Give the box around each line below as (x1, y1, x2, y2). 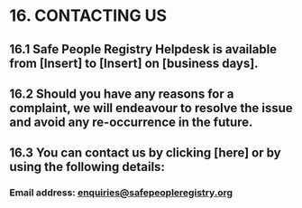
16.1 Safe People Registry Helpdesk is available (9, 42, 278, 57)
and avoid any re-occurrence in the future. (9, 114, 253, 129)
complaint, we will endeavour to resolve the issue (9, 100, 293, 116)
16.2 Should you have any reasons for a (9, 86, 234, 101)
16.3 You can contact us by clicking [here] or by (9, 146, 281, 161)
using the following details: (9, 159, 165, 175)
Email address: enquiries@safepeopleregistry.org (9, 186, 233, 199)
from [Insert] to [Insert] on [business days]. (9, 55, 259, 71)
